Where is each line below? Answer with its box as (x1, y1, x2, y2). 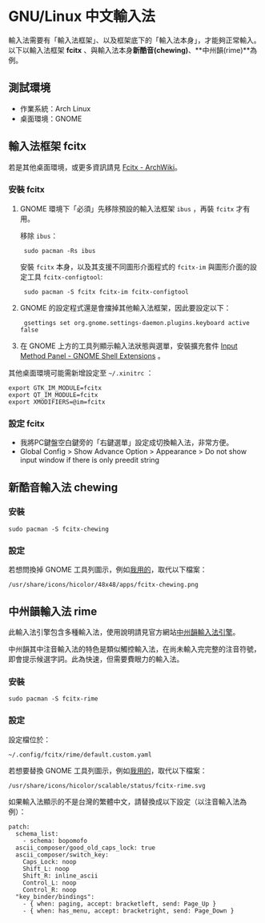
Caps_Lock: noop (22, 857, 78, 865)
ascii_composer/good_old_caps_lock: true (15, 844, 156, 852)
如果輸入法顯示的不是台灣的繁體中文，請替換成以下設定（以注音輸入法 (8, 797, 240, 806)
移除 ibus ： (19, 231, 58, 240)
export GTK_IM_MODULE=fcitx (8, 383, 102, 392)
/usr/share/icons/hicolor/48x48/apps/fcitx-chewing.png (8, 581, 199, 589)
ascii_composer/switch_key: (15, 850, 110, 859)
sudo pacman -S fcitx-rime (8, 695, 98, 703)
